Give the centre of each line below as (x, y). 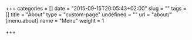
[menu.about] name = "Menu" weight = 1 (55, 21)
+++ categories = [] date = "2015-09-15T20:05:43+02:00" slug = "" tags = (96, 8)
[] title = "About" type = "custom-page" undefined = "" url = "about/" (89, 14)
